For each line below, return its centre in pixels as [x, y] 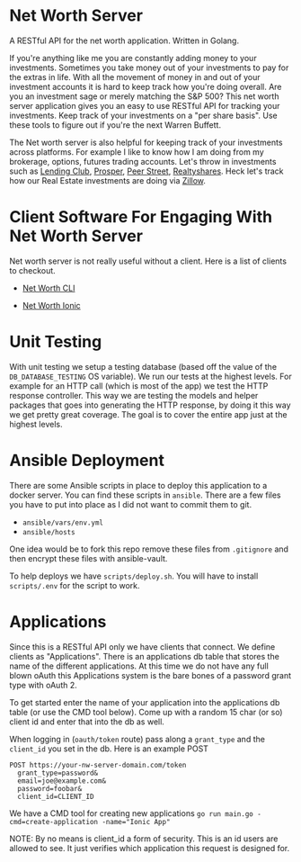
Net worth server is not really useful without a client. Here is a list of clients [148, 261]
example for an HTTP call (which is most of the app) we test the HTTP [139, 386]
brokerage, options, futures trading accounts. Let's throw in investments [143, 161]
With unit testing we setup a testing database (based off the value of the [143, 366]
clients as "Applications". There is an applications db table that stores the [145, 656]
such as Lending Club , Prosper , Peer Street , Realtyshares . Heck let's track [147, 171]
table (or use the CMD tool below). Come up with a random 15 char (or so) [146, 712]
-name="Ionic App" [136, 822]
